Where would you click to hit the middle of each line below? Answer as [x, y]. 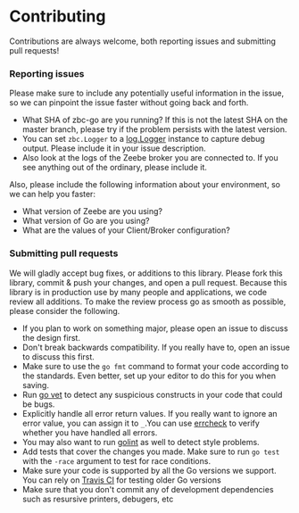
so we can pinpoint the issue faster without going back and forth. [129, 103]
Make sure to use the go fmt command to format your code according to [155, 366]
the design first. [51, 337]
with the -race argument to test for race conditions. [116, 460]
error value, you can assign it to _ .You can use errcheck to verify [141, 423]
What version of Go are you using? [86, 221]
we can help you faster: [53, 194]
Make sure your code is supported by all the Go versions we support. [149, 470]
